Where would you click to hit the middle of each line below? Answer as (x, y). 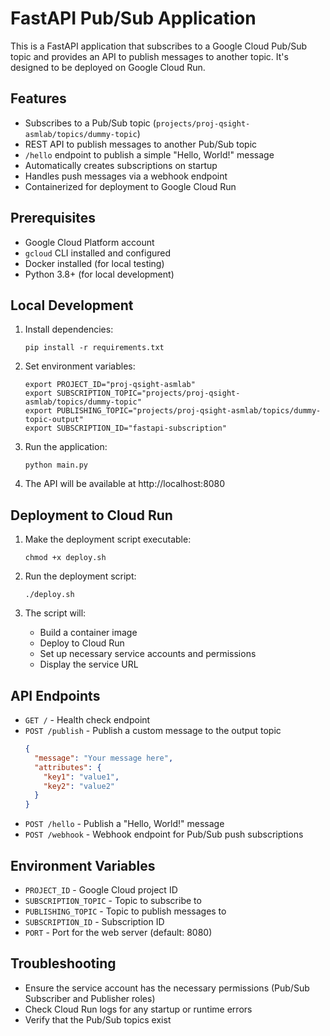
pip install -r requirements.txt (94, 348)
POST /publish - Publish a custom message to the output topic (153, 730)
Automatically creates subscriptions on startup (121, 165)
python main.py (56, 465)
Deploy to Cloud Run (82, 643)
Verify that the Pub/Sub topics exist (98, 1019)
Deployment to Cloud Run (91, 515)
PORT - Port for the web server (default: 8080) (118, 932)
